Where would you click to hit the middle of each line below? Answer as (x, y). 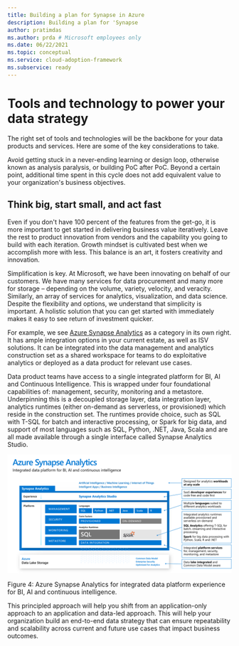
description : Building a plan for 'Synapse (73, 22)
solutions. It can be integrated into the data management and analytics (111, 348)
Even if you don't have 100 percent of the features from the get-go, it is (112, 222)
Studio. (18, 444)
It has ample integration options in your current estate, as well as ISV (108, 340)
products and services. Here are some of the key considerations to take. (113, 146)
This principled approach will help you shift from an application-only (107, 606)
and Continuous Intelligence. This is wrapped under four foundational (109, 384)
